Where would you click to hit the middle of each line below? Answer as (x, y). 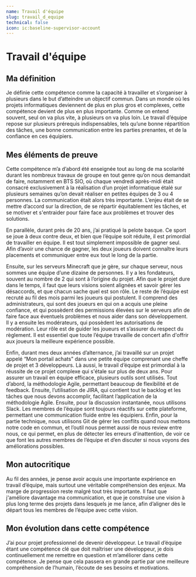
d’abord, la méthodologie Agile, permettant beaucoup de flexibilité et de (93, 384)
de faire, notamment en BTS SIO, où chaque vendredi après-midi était (90, 181)
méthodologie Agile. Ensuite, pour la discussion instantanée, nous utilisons (96, 403)
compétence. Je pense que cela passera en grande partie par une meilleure (97, 561)
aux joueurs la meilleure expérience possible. (61, 342)
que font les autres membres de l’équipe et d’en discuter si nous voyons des (98, 440)
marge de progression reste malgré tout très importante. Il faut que (87, 491)
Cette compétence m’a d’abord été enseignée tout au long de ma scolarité (95, 169)
